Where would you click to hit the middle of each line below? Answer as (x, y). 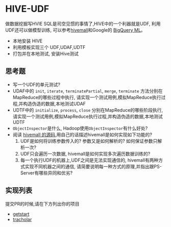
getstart (21, 214)
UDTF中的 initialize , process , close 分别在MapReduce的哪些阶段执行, (88, 110)
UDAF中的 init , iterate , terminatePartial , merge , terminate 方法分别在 (88, 91)
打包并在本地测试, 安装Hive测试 (46, 54)
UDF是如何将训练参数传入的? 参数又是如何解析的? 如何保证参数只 (89, 141)
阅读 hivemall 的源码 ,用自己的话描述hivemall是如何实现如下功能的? (82, 134)
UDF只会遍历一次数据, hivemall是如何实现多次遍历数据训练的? (85, 154)
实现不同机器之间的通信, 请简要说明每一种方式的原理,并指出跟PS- (93, 166)
